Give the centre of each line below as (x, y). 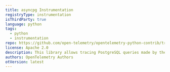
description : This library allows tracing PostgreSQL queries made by (81, 52)
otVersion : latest (25, 62)
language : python (24, 24)
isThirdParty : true (26, 19)
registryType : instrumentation (38, 15)
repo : (11, 43)
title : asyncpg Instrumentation (39, 10)
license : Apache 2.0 (27, 48)
